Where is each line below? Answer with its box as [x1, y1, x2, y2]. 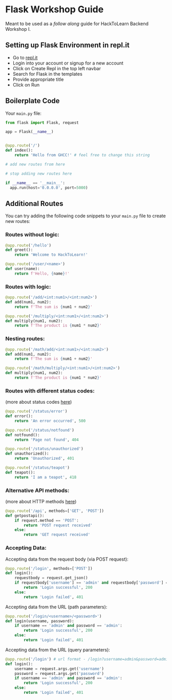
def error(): [5, 414, 33, 419]
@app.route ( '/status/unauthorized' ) [5, 446, 83, 451]
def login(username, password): [5, 619, 74, 624]
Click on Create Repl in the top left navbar [12, 65, 101, 71]
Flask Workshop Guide [5, 4, 104, 15]
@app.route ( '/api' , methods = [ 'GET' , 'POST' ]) [5, 508, 104, 513]
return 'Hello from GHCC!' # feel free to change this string [14, 153, 150, 158]
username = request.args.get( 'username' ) [14, 666, 104, 671]
